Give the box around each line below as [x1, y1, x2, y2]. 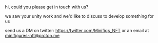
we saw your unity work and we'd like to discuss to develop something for [5, 13, 154, 19]
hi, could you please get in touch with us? [5, 4, 89, 10]
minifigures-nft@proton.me [5, 33, 60, 38]
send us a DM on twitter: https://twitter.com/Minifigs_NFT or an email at [5, 28, 149, 33]
